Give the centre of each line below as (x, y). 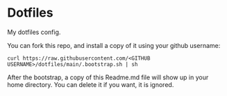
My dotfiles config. (34, 32)
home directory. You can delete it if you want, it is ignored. (91, 84)
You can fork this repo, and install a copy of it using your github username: (114, 45)
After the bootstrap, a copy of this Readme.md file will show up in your (108, 77)
